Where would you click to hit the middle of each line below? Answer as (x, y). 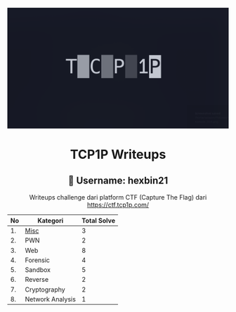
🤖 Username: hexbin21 (118, 180)
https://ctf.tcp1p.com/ (118, 205)
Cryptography (45, 290)
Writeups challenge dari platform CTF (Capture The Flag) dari (118, 197)
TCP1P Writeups (118, 155)
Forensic (38, 260)
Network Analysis (50, 299)
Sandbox (38, 270)
